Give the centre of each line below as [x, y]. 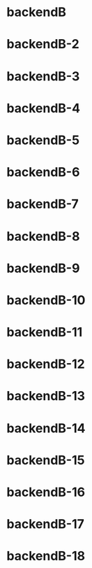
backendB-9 [43, 268]
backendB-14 [46, 428]
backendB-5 [43, 140]
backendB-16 [46, 492]
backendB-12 [46, 364]
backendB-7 [43, 204]
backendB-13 [46, 396]
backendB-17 [46, 524]
